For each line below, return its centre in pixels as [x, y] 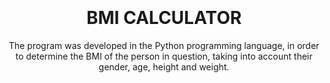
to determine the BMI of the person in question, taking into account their [164, 56]
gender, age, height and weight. [164, 66]
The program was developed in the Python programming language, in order [164, 45]
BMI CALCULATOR [164, 18]
